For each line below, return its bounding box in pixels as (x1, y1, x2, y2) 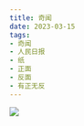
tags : (9, 30, 30, 39)
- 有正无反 (9, 81, 46, 90)
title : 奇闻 (9, 13, 52, 23)
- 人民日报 (9, 47, 46, 57)
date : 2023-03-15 (9, 22, 76, 31)
